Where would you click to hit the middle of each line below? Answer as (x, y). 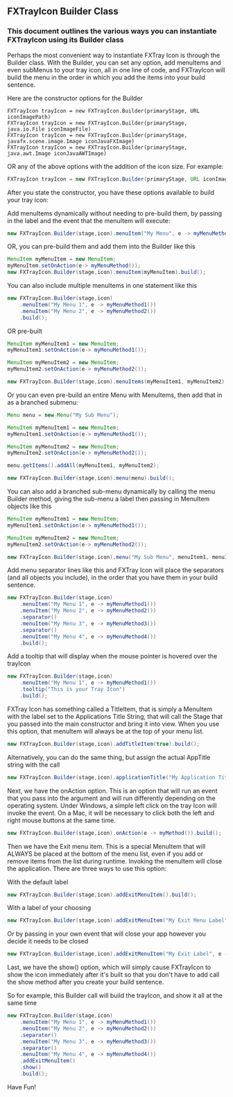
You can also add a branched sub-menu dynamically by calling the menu (111, 491)
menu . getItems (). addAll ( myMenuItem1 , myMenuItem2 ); (83, 466)
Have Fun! (22, 1087)
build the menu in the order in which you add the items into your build (106, 77)
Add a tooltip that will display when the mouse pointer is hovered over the (112, 656)
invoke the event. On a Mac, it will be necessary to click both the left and (111, 813)
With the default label (38, 881)
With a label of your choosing (49, 908)
